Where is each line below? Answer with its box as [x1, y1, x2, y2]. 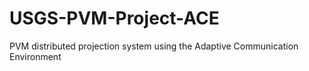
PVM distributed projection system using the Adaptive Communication [9, 40, 299, 52]
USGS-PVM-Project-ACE [9, 7, 220, 30]
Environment [9, 50, 62, 62]
